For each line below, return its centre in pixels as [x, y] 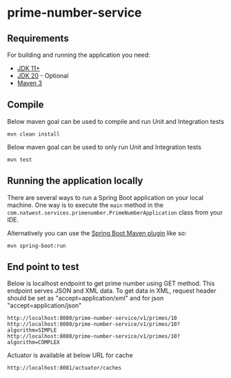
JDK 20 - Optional [43, 75]
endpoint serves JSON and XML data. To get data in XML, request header [112, 291]
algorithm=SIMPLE [32, 330]
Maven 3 [30, 83]
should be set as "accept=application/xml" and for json [86, 298]
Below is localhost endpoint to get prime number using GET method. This [111, 283]
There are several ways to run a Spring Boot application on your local [105, 197]
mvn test [20, 160]
